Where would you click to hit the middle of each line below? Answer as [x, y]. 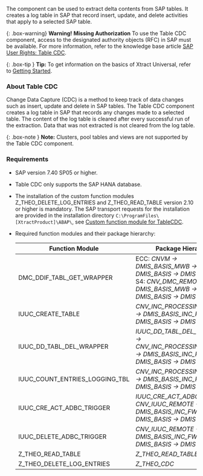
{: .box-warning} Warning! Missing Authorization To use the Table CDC [96, 33]
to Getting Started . [29, 71]
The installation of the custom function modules [74, 196]
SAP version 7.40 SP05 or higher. [56, 173]
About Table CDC [32, 86]
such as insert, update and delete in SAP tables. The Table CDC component [100, 106]
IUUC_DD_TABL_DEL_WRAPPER [63, 346]
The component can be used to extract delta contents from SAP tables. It [97, 9]
